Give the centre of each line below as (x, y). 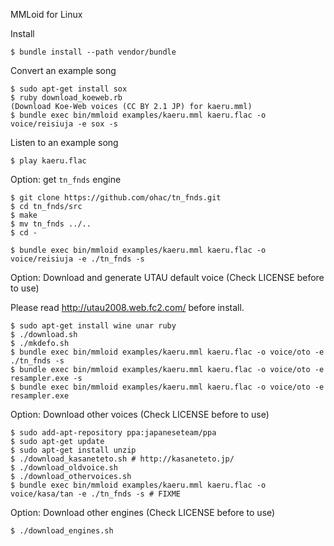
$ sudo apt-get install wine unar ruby (93, 326)
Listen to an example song (64, 142)
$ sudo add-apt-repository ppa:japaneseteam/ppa (113, 433)
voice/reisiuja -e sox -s (64, 124)
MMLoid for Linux (46, 14)
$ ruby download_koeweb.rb (66, 98)
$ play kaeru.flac (48, 161)
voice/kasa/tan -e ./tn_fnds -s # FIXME (96, 494)
